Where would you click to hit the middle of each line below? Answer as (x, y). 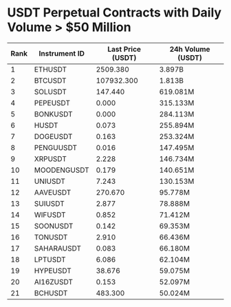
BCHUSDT (51, 293)
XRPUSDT (50, 158)
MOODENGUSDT (62, 170)
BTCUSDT (50, 81)
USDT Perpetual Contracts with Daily (114, 13)
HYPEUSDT (53, 271)
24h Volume (190, 49)
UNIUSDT (49, 181)
